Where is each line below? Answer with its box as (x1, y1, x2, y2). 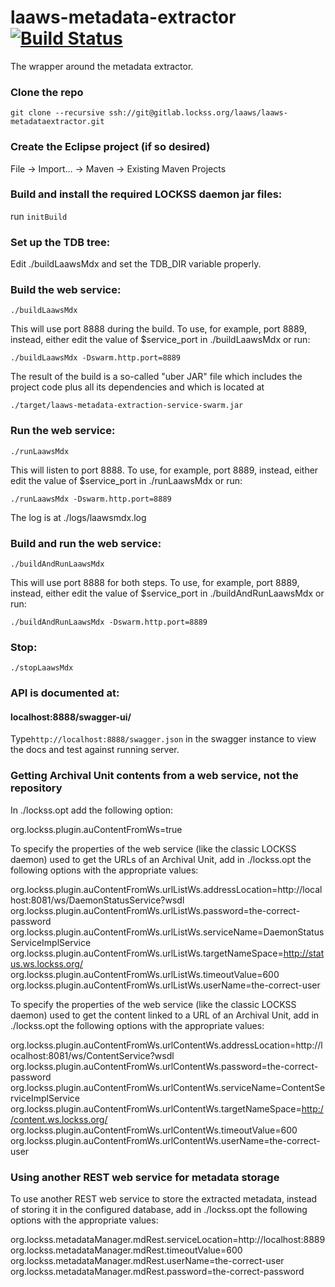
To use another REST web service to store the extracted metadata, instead (10, 1193, 318, 1205)
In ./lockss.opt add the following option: (10, 804, 174, 816)
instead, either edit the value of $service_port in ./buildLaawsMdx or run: (10, 334, 311, 346)
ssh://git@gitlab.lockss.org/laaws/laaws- (108, 108, 288, 118)
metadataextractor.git (10, 117, 105, 127)
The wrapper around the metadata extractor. (10, 60, 194, 72)
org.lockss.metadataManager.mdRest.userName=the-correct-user (10, 1255, 285, 1267)
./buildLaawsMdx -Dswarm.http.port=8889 (10, 353, 182, 363)
